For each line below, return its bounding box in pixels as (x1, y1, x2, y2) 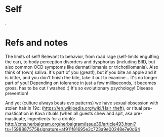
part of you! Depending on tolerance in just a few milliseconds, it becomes (5, 80, 157, 86)
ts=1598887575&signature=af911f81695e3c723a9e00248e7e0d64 (5, 126, 141, 132)
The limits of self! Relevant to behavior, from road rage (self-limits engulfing (5, 53, 159, 59)
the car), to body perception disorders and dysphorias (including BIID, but (5, 58, 156, 65)
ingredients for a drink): (27, 115, 76, 122)
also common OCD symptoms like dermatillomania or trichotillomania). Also (5, 64, 159, 70)
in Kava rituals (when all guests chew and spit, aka (30, 110, 133, 116)
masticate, (5, 115, 27, 122)
